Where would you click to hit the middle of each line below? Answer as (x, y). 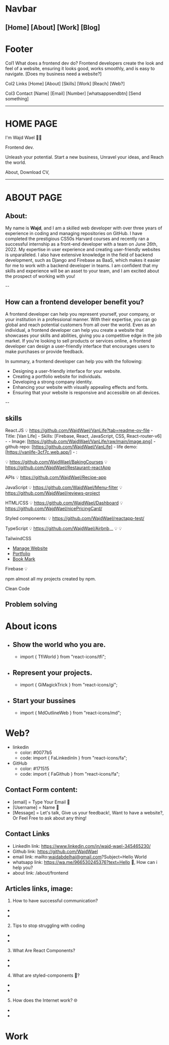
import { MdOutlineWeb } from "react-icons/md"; (71, 713)
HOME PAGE (31, 124)
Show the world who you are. (59, 645)
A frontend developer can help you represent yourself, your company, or (80, 314)
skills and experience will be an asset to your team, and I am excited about (82, 271)
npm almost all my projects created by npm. (51, 579)
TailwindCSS (18, 539)
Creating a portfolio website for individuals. (57, 377)
